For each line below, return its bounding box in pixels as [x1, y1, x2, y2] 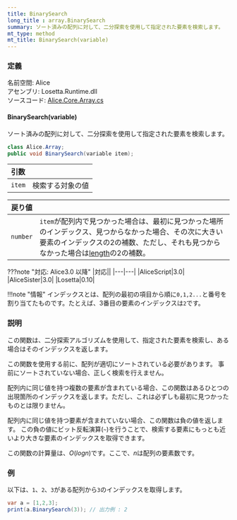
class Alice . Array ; [7, 143, 65, 150]
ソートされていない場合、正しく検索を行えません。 [19, 368, 168, 377]
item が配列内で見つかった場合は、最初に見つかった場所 [39, 217, 224, 226]
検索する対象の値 [32, 181, 90, 191]
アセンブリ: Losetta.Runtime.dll [7, 87, 97, 96]
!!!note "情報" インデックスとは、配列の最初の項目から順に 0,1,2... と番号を [7, 290, 227, 298]
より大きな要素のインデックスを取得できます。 [13, 433, 149, 442]
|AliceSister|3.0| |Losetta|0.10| [7, 276, 95, 284]
